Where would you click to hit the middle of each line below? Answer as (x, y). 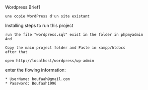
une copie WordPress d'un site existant (48, 16)
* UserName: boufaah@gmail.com (37, 79)
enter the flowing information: (36, 70)
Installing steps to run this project (39, 25)
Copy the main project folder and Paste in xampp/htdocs (65, 48)
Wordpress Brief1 (23, 7)
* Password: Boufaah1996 (31, 84)
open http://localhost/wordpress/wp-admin (50, 61)
